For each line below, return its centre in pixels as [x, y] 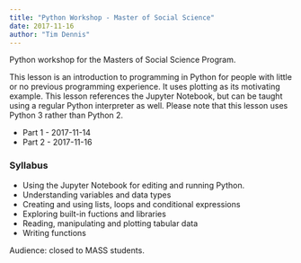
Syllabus [29, 165]
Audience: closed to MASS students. [77, 250]
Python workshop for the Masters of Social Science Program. [123, 60]
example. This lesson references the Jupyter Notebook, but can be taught [146, 96]
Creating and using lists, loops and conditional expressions [131, 204]
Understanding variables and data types [97, 195]
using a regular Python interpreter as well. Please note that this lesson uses [149, 106]
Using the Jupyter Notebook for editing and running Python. [133, 185]
